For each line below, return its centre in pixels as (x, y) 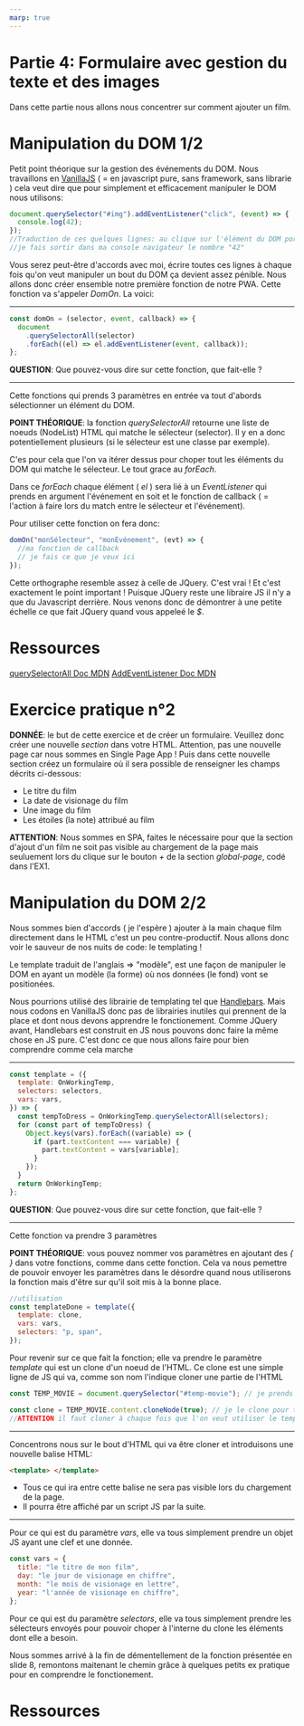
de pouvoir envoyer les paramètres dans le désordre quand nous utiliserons (150, 1272)
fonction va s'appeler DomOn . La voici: (82, 293)
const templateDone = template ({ (72, 1307)
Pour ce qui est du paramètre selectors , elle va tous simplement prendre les (151, 1618)
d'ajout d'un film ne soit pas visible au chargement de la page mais (134, 846)
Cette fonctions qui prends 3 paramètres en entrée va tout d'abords (136, 396)
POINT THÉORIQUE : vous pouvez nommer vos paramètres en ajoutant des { (152, 1253)
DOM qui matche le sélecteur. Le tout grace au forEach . (113, 469)
